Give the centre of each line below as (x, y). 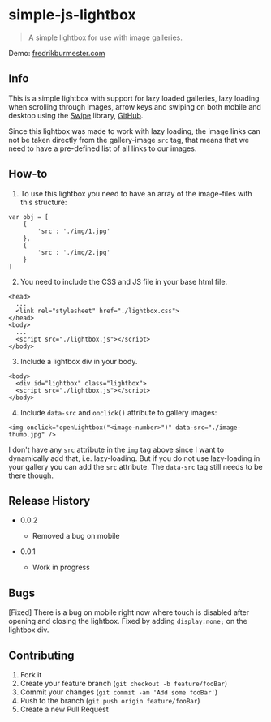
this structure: (43, 202)
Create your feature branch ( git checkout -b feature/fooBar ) (124, 683)
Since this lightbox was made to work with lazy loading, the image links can (135, 131)
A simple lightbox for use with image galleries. (105, 37)
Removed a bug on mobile (76, 536)
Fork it (31, 675)
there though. (31, 475)
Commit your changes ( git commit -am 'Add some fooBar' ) (119, 692)
